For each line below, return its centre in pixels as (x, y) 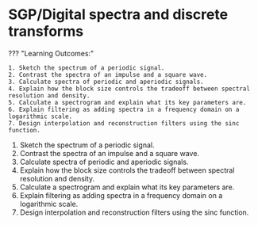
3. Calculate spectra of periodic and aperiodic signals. (106, 82)
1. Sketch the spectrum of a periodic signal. (87, 68)
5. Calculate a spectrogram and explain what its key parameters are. (127, 102)
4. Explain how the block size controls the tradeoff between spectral (129, 89)
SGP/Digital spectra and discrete (118, 15)
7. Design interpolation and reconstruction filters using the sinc (124, 123)
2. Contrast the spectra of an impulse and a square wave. (108, 74)
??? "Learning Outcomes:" (51, 53)
